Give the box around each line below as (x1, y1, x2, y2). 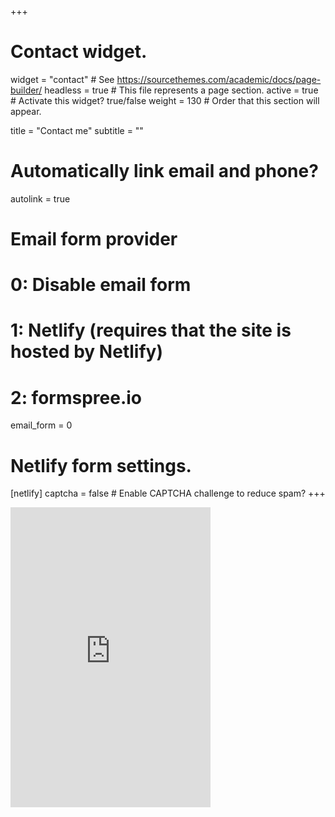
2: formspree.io (10, 386, 143, 409)
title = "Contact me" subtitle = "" (10, 124, 144, 136)
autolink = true (10, 192, 71, 205)
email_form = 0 (10, 419, 73, 431)
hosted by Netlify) (10, 341, 163, 363)
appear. (10, 105, 42, 117)
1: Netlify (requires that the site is (10, 319, 292, 342)
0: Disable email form (10, 274, 192, 296)
